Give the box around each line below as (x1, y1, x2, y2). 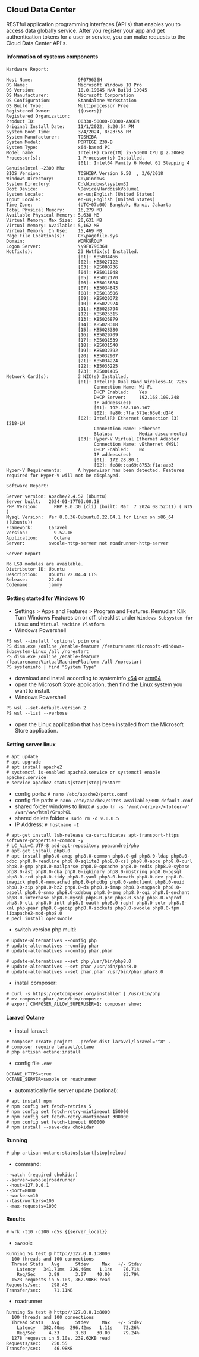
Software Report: (6, 483, 49, 489)
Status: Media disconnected (94, 431, 187, 437)
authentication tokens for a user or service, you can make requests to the (6, 33, 186, 40)
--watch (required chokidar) (6, 1172, 78, 1178)
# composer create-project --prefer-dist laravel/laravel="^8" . (6, 1039, 171, 1045)
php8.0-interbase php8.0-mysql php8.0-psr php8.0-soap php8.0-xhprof (6, 895, 182, 901)
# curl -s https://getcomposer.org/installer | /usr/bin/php (6, 991, 161, 997)
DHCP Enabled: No (94, 446, 145, 453)
